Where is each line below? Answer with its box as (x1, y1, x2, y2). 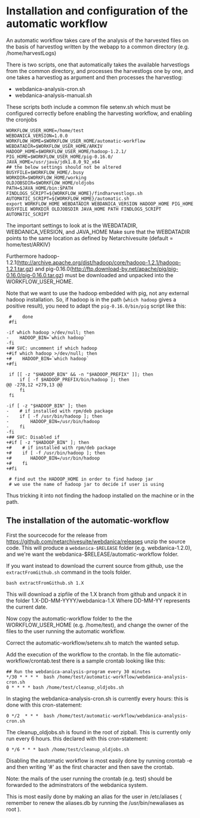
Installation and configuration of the (6, 4, 188, 18)
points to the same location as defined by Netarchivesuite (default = (6, 235, 174, 242)
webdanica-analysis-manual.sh (14, 92, 93, 99)
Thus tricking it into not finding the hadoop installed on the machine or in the (6, 492, 195, 499)
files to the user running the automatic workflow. (6, 627, 125, 635)
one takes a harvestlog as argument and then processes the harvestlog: (6, 74, 183, 81)
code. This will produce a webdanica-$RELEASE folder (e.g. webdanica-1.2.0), (6, 544, 192, 551)
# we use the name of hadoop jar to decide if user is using (8, 481, 164, 487)
